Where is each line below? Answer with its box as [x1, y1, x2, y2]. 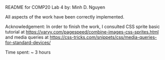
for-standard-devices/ [5, 39, 51, 45]
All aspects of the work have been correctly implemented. [5, 14, 124, 19]
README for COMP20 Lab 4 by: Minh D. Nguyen [5, 4, 105, 10]
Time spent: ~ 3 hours [5, 49, 51, 55]
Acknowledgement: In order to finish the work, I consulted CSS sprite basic [5, 23, 160, 29]
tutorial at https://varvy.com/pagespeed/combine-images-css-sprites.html [5, 29, 159, 34]
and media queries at [5, 34, 49, 40]
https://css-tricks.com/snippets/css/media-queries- [49, 34, 157, 40]
